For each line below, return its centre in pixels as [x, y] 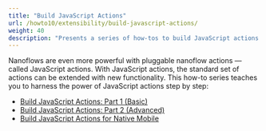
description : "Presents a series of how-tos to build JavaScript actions [134, 38]
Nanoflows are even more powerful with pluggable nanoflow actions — [125, 61]
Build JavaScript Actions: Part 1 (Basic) [83, 101]
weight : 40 [26, 30]
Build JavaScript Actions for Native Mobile [89, 119]
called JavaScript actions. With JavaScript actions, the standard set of [124, 69]
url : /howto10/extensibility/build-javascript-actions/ [103, 23]
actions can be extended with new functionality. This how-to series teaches [133, 77]
